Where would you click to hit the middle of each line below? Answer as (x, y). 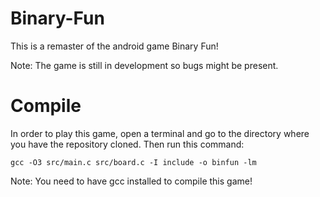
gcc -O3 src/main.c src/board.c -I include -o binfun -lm (133, 162)
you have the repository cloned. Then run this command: (127, 144)
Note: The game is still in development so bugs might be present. (144, 65)
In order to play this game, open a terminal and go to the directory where (160, 133)
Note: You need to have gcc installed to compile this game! (131, 181)
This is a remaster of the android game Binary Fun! (114, 46)
